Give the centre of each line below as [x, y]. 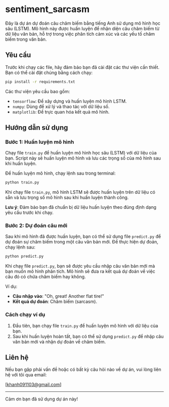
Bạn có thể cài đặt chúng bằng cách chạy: [49, 72]
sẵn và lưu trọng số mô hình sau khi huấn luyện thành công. [67, 198]
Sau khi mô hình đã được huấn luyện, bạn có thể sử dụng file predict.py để [83, 236]
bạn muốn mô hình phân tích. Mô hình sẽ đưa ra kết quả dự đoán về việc [80, 271]
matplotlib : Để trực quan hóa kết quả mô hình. [61, 112]
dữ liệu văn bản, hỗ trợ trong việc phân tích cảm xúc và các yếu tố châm [80, 34]
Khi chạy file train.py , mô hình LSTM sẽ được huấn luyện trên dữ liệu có [80, 192]
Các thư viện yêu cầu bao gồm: [38, 91]
